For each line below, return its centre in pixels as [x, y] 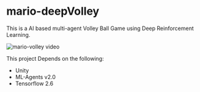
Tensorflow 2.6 [34, 83]
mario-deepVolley [53, 11]
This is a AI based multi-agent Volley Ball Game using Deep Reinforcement [100, 28]
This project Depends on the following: [55, 58]
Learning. [18, 34]
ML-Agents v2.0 [35, 77]
